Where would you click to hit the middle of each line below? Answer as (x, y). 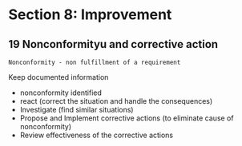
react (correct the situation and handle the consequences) (116, 101)
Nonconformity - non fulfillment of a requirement (95, 62)
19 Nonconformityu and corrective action (113, 44)
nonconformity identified (61, 93)
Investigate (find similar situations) (77, 110)
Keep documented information (58, 77)
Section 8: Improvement (90, 15)
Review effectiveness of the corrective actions (97, 135)
